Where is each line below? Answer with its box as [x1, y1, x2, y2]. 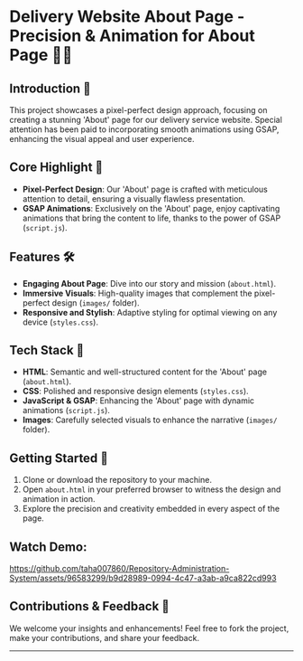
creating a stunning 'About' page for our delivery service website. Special [9, 115, 282, 125]
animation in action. [22, 494, 96, 505]
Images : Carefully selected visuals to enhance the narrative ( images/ [22, 414, 278, 426]
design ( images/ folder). [51, 297, 140, 308]
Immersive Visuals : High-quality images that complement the [22, 288, 252, 298]
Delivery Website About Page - [9, 6, 245, 27]
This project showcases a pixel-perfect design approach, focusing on [9, 105, 268, 115]
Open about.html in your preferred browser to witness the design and [22, 484, 281, 495]
